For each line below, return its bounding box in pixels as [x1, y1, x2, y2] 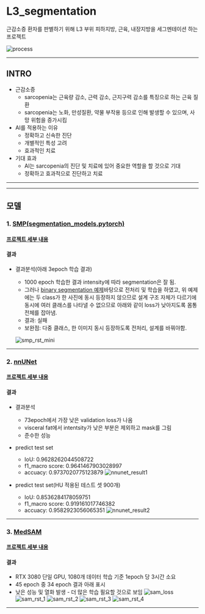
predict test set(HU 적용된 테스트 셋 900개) [15, 481, 121, 489]
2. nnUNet [6, 357, 37, 366]
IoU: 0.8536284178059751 [24, 494, 91, 501]
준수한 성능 [24, 431, 51, 438]
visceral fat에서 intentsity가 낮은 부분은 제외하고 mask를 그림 [24, 424, 172, 431]
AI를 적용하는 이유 [15, 124, 59, 131]
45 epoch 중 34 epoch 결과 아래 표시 [15, 581, 106, 588]
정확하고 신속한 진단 [24, 131, 72, 139]
